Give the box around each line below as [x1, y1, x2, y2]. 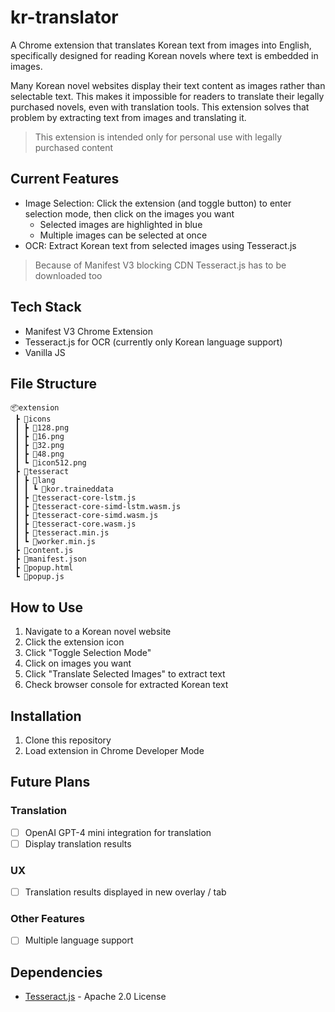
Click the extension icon [24, 636, 125, 648]
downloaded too [34, 269, 103, 281]
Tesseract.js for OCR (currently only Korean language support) [24, 336, 283, 348]
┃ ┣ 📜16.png [14, 432, 65, 442]
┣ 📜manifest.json [14, 554, 87, 565]
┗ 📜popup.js [14, 572, 65, 582]
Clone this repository [24, 734, 112, 746]
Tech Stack [10, 299, 82, 316]
